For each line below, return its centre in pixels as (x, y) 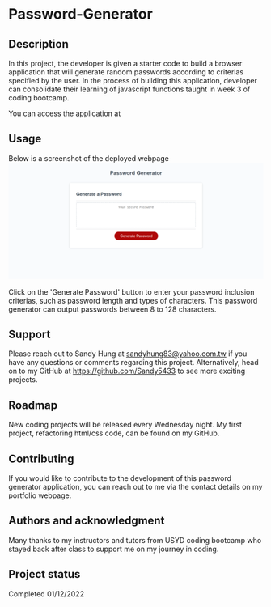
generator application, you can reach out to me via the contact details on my (135, 487)
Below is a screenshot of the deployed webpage (89, 158)
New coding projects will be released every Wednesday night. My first (125, 425)
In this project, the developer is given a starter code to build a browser (125, 63)
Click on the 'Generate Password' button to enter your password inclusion (131, 291)
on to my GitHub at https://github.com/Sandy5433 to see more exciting (127, 371)
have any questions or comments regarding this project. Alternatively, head (133, 363)
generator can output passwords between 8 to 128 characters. (112, 309)
